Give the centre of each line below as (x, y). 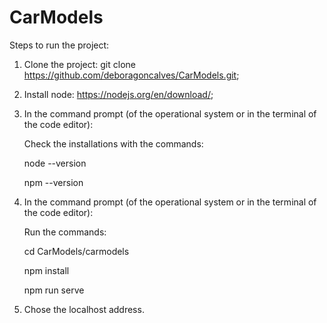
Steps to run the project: (59, 45)
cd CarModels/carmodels (76, 251)
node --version (55, 163)
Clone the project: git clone (79, 64)
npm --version (53, 182)
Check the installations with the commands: (113, 143)
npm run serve (54, 290)
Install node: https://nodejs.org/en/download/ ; (118, 94)
